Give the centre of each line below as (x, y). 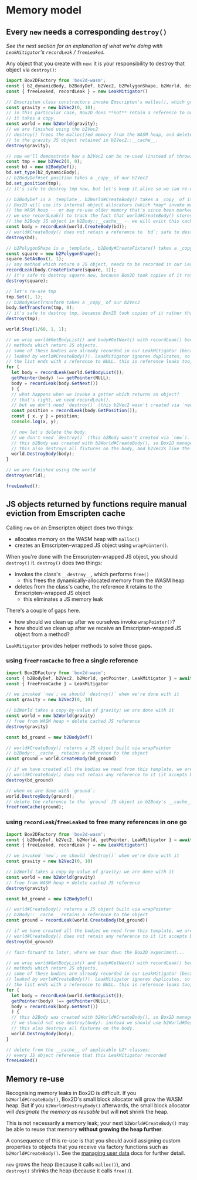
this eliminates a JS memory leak (63, 599)
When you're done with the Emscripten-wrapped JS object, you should (92, 556)
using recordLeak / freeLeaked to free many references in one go (97, 822)
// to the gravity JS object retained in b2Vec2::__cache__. (82, 140)
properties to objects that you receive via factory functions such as (87, 1147)
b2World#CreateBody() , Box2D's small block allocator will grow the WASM (94, 1099)
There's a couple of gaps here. (43, 610)
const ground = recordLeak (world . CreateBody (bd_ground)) (77, 920)
